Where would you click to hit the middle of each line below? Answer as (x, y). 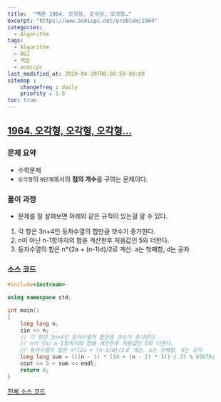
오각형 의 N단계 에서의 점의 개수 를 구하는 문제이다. (83, 179)
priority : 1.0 (43, 94)
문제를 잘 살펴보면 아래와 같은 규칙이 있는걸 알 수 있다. (93, 216)
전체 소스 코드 (27, 391)
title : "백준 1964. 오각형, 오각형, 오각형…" (70, 14)
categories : (25, 27)
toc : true (22, 101)
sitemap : (22, 80)
